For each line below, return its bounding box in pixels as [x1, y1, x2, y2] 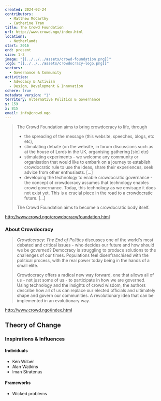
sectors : [5, 66, 23, 71]
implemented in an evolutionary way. [16, 298, 90, 304]
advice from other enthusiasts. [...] [24, 169, 93, 175]
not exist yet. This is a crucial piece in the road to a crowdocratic [24, 190, 153, 196]
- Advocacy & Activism [9, 79, 55, 84]
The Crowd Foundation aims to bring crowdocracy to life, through [16, 124, 147, 130]
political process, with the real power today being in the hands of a [16, 258, 150, 263]
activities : [5, 75, 29, 79]
